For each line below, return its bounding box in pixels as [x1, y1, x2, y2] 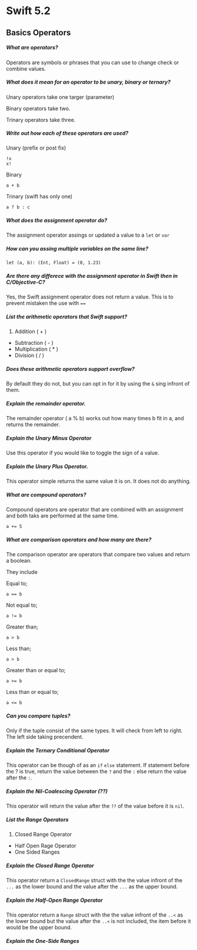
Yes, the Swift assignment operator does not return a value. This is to [6, 293, 173, 301]
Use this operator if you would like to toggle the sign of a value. [6, 449, 160, 457]
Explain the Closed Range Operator [6, 862, 94, 869]
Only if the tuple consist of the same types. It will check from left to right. [6, 727, 183, 734]
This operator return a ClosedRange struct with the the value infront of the [6, 877, 183, 884]
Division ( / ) [14, 352, 45, 359]
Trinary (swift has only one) [6, 193, 73, 200]
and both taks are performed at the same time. [6, 512, 119, 519]
